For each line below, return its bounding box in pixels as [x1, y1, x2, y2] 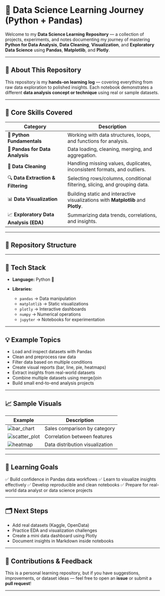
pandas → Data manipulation [19, 296, 76, 301]
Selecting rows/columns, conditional [67, 175, 151, 182]
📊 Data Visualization [7, 196, 58, 203]
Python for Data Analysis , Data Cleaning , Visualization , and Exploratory [5, 41, 155, 47]
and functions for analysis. [67, 138, 129, 145]
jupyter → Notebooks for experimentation [19, 317, 105, 323]
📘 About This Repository [5, 66, 82, 74]
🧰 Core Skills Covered [5, 109, 73, 117]
